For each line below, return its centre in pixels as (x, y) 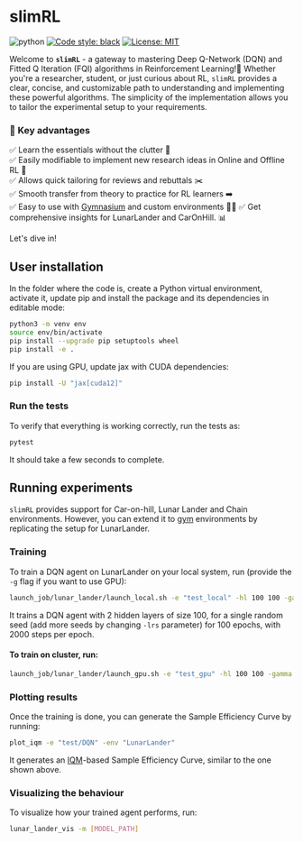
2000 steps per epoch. (52, 634)
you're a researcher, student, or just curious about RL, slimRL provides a (143, 78)
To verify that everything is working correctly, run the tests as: (125, 426)
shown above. (35, 769)
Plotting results (44, 697)
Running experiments (71, 487)
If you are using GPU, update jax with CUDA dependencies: (119, 366)
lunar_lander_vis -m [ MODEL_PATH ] (74, 829)
